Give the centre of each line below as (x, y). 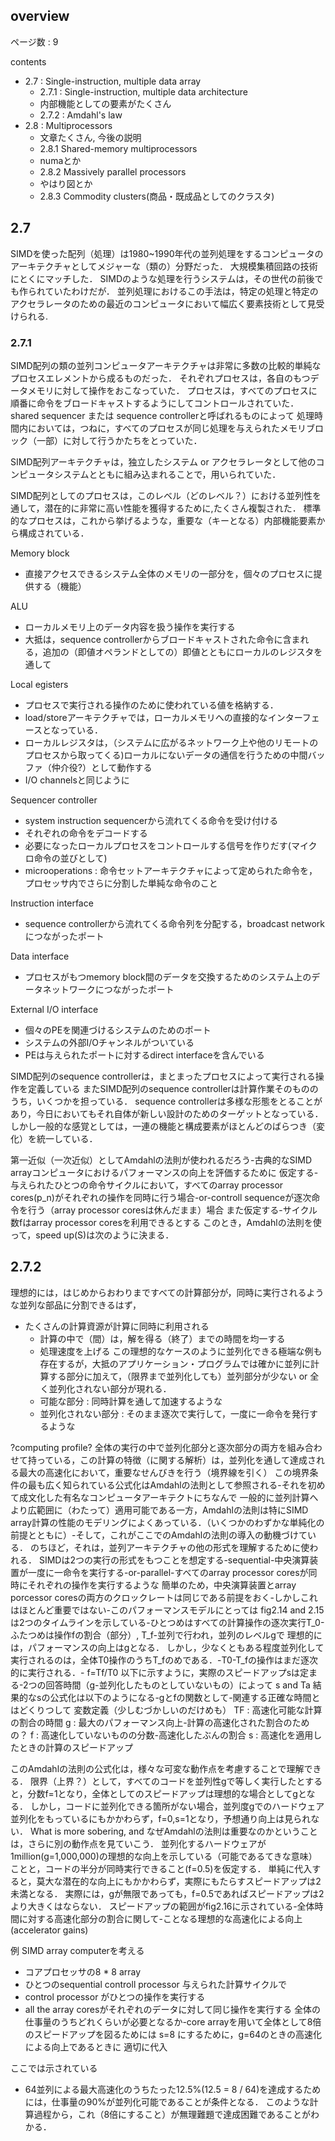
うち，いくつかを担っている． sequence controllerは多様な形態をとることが (166, 1101)
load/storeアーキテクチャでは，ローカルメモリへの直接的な (146, 717)
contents (28, 61)
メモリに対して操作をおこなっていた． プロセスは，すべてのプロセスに (172, 390)
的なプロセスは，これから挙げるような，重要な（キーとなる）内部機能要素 (163, 520)
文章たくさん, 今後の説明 (90, 137)
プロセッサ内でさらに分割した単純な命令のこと (121, 883)
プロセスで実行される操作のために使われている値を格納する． (151, 705)
